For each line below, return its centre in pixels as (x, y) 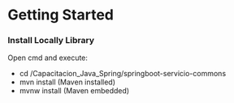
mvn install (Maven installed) (67, 82)
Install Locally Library (51, 41)
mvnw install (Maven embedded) (74, 91)
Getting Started (61, 15)
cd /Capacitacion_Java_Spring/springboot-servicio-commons (123, 74)
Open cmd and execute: (48, 58)
